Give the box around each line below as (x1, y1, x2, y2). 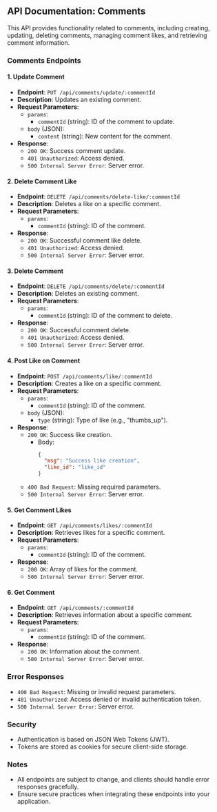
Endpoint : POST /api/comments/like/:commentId (17, 372, 153, 380)
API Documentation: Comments (7, 6, 146, 17)
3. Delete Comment (7, 267, 64, 275)
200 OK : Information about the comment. (27, 647, 141, 656)
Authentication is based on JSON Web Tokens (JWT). (17, 735, 169, 744)
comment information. (7, 38, 70, 47)
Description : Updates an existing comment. (17, 95, 142, 103)
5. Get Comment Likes (7, 506, 72, 514)
